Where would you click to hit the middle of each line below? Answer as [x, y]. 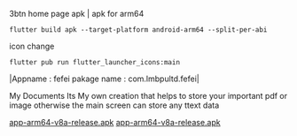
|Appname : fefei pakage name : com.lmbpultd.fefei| [104, 79]
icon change [32, 46]
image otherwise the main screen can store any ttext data [114, 105]
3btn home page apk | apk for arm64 [77, 14]
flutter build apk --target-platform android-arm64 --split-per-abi [138, 30]
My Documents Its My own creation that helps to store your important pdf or [148, 96]
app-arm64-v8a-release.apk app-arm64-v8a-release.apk [115, 122]
